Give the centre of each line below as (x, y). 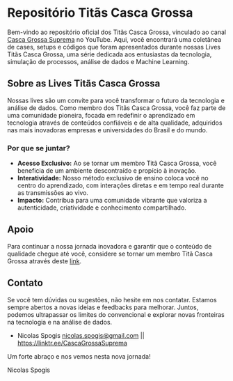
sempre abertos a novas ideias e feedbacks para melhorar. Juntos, (103, 307)
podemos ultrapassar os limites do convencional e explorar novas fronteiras (116, 314)
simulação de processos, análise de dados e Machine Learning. (98, 61)
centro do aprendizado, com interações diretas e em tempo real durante (120, 185)
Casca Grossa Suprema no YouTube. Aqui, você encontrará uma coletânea (114, 39)
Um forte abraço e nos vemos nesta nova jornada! (79, 356)
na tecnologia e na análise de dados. (60, 322)
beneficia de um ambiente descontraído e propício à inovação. (107, 171)
